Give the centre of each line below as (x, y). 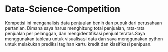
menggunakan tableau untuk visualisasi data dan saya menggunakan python (84, 39)
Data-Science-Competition (63, 9)
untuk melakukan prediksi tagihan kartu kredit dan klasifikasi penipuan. (78, 44)
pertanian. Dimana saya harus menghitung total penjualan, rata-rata (75, 28)
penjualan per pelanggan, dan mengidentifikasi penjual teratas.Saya (75, 33)
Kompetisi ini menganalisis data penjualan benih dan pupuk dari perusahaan (83, 23)
